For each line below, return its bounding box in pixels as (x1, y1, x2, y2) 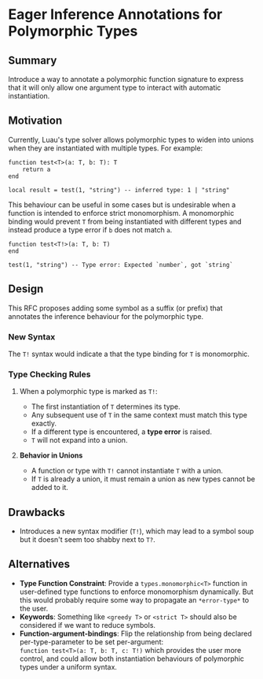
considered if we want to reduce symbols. (19, 620, 155, 629)
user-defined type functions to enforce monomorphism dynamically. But (19, 587, 254, 596)
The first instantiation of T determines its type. (31, 402, 181, 411)
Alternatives (8, 558, 71, 571)
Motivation (8, 114, 63, 128)
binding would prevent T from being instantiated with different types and (8, 217, 242, 226)
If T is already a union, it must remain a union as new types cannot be (31, 474, 255, 484)
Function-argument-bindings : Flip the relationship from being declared (19, 629, 253, 638)
